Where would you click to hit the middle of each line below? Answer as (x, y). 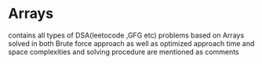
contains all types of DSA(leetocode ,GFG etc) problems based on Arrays (126, 35)
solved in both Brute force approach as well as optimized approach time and (131, 43)
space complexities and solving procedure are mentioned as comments (124, 52)
